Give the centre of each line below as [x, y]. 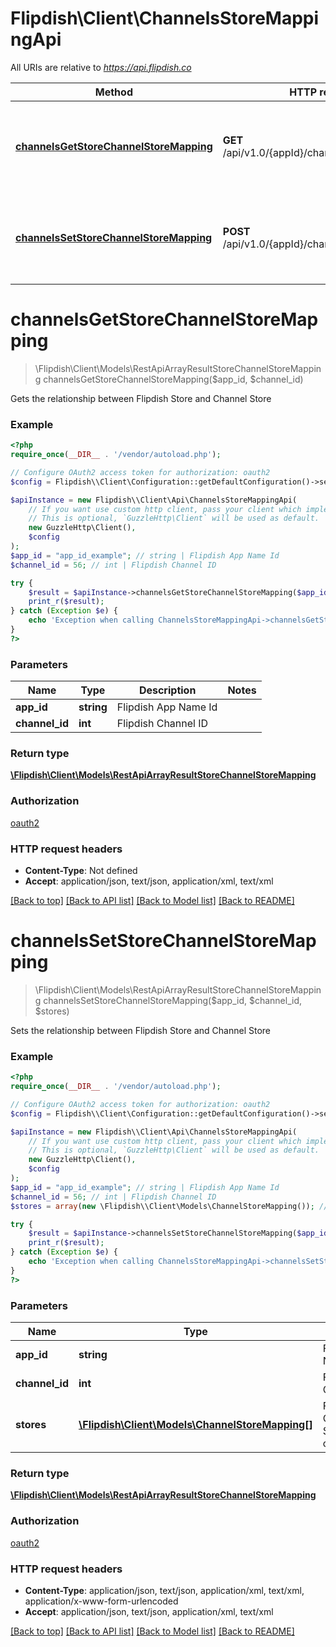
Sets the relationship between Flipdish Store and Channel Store [140, 1030]
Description [167, 690]
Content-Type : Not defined [81, 870]
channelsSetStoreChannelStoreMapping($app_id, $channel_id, [173, 1000]
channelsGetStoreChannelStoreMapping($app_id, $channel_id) [173, 379]
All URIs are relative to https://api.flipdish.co [101, 67]
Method [113, 92]
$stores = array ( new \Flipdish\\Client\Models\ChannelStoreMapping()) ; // [169, 1206]
